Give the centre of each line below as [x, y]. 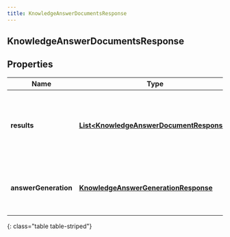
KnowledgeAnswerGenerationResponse [146, 188]
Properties [30, 65]
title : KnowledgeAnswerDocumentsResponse [67, 13]
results [22, 125]
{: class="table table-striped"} [50, 226]
